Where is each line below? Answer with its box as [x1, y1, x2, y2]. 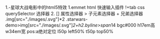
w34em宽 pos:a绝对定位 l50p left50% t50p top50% [5, 28, 114, 34]
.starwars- [66, 16, 88, 22]
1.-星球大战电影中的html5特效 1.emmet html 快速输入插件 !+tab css [5, 4, 145, 10]
